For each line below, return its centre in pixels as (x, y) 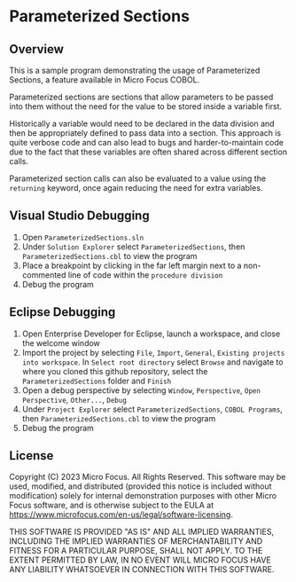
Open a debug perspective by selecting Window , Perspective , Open (141, 390)
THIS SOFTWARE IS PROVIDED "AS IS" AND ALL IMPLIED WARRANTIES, (142, 532)
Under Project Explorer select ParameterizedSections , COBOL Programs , (152, 409)
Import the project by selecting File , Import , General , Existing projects (153, 352)
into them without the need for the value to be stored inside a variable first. (145, 106)
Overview (37, 49)
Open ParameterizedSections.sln (83, 237)
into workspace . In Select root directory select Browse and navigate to (152, 362)
